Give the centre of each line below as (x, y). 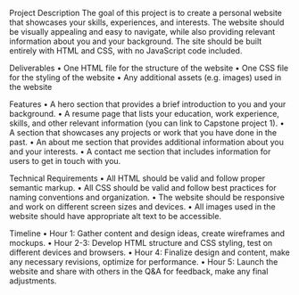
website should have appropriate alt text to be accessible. (115, 216)
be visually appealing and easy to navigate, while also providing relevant (142, 32)
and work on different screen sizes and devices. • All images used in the (142, 207)
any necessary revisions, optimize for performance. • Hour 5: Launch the (144, 262)
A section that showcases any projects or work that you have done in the (143, 132)
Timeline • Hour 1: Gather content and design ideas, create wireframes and (147, 234)
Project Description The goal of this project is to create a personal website (146, 13)
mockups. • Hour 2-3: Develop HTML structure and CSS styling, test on (141, 243)
